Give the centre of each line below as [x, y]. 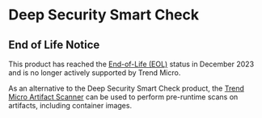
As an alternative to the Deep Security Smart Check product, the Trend [127, 88]
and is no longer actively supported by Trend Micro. [95, 73]
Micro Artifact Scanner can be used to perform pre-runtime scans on [123, 97]
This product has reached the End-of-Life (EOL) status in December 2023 [131, 64]
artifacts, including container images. [70, 105]
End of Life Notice [54, 45]
